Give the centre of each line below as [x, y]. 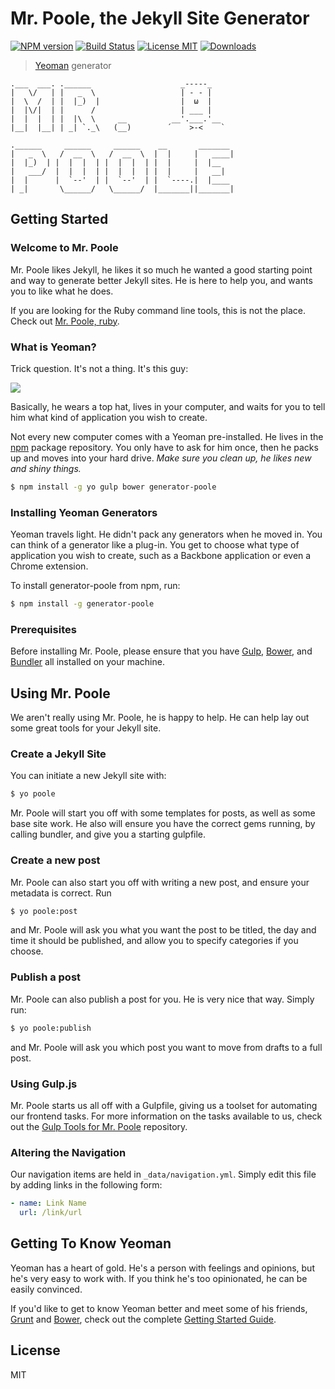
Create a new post [55, 860]
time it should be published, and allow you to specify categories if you [154, 941]
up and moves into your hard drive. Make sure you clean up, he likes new [161, 458]
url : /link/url [51, 1213]
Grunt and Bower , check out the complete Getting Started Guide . [143, 1319]
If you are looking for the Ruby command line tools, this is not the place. [158, 310]
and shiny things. [46, 468]
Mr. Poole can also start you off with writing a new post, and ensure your [160, 882]
